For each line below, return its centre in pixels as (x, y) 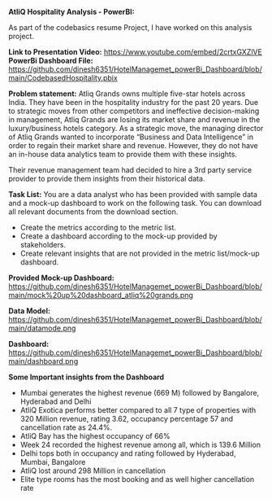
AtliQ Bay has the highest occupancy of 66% (95, 436)
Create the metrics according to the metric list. (98, 228)
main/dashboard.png (43, 361)
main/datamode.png (42, 328)
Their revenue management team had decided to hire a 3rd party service (130, 170)
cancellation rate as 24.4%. (66, 427)
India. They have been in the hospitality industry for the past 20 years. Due (133, 102)
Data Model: (30, 311)
